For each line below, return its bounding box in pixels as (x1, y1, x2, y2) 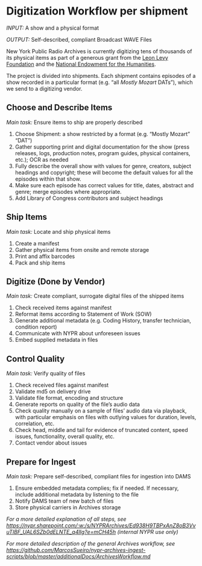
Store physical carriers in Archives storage (14, 504, 121, 511)
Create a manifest (14, 240, 60, 247)
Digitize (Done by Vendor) (6, 276, 106, 286)
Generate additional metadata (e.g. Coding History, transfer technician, (14, 317, 191, 324)
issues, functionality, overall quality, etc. (14, 433, 115, 440)
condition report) (14, 323, 57, 330)
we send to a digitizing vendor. (6, 85, 83, 92)
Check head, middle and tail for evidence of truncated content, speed (14, 426, 188, 434)
